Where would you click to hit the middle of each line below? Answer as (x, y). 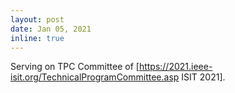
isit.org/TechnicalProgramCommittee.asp (95, 77)
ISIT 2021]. (203, 77)
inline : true (37, 38)
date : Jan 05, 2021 (51, 29)
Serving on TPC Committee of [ (75, 67)
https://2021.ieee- (175, 67)
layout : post (37, 19)
